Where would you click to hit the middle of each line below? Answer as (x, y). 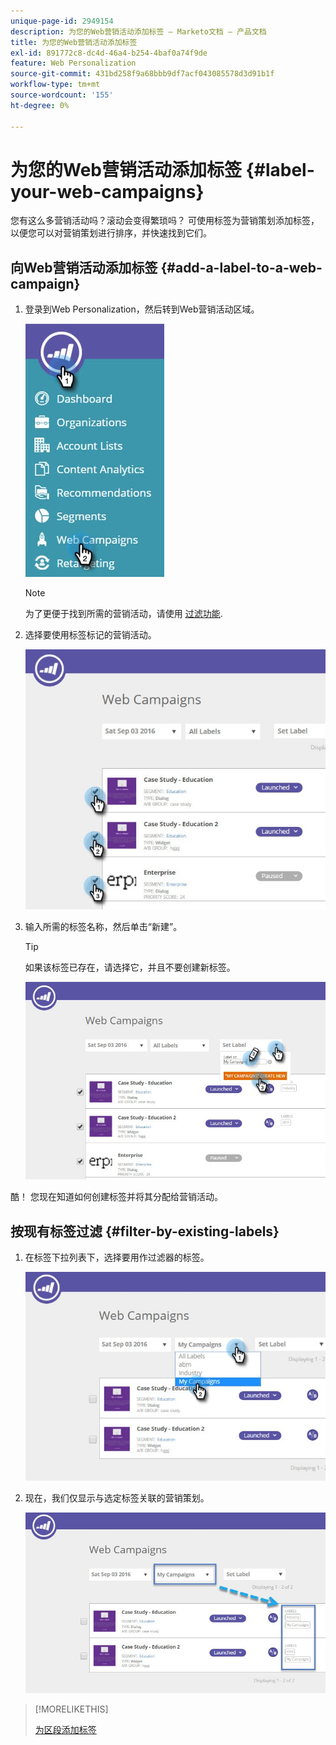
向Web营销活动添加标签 (84, 267)
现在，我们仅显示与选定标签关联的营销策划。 (117, 1497)
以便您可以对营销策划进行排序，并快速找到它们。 (111, 233)
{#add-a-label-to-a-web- (241, 267)
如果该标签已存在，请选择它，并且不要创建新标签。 (130, 967)
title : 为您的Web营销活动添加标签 (74, 42)
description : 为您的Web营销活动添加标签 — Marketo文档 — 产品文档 (138, 31)
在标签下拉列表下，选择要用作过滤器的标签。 (117, 1257)
